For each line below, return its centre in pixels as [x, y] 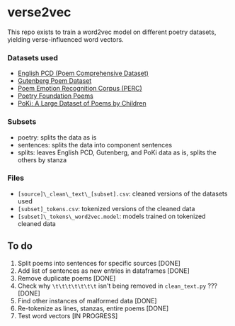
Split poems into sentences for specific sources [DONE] [99, 263]
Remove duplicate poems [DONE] [67, 278]
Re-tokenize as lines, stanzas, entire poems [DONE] [93, 308]
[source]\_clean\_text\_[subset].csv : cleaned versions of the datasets [122, 193]
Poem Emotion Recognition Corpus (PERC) [80, 89]
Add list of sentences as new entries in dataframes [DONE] [103, 271]
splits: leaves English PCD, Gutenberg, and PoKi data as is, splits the [117, 152]
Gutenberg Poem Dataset [55, 81]
